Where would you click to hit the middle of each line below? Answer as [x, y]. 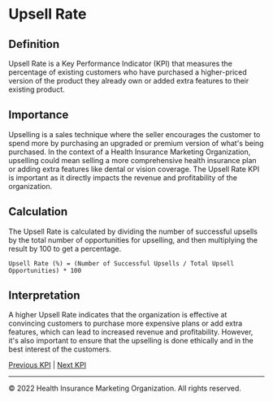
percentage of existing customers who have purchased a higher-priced [128, 72]
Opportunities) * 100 [45, 270]
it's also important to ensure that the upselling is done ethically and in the [131, 341]
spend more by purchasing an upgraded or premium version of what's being [136, 143]
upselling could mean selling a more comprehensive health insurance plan [133, 160]
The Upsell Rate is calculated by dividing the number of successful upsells [133, 231]
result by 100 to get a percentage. [65, 248]
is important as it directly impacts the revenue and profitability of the [123, 177]
